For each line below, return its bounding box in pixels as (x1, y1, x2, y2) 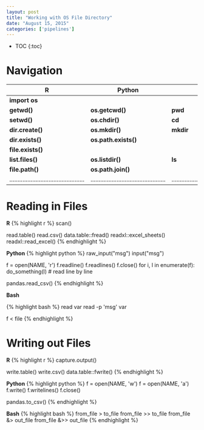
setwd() (9, 116, 33, 125)
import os (9, 96, 38, 105)
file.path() (9, 165, 39, 174)
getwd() (9, 106, 33, 114)
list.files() (9, 156, 38, 164)
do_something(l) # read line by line (6, 268, 93, 276)
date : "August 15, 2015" (6, 20, 69, 26)
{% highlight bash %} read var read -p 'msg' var (6, 303, 127, 311)
